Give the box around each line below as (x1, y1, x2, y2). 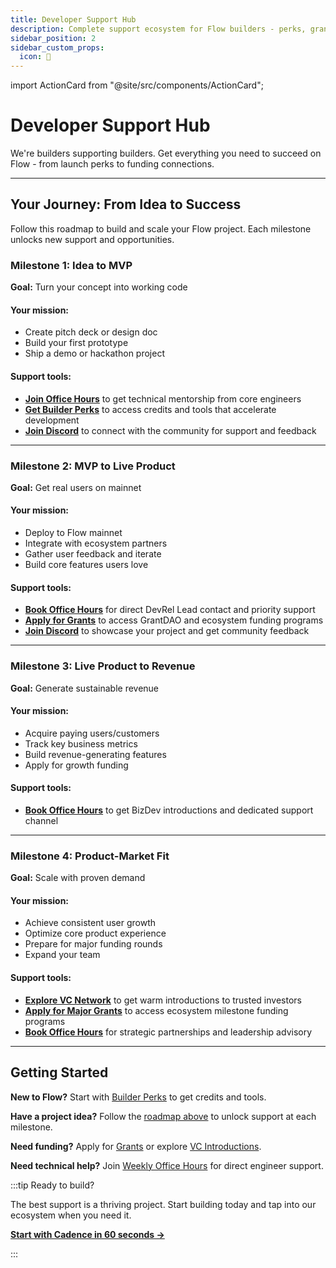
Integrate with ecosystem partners (24, 537, 168, 550)
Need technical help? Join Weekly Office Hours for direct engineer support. (10, 1159, 324, 1171)
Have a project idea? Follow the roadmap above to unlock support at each (10, 1110, 317, 1122)
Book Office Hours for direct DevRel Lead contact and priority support (24, 604, 316, 616)
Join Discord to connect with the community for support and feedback (24, 424, 317, 436)
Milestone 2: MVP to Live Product (10, 459, 176, 473)
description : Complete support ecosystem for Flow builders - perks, (10, 24, 307, 34)
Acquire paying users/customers (24, 727, 160, 739)
